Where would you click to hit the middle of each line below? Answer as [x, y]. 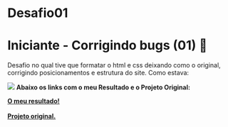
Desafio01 [38, 13]
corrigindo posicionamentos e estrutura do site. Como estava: [98, 73]
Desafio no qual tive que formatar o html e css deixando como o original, [114, 65]
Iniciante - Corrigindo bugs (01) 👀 [108, 46]
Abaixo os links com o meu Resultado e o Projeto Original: [103, 87]
